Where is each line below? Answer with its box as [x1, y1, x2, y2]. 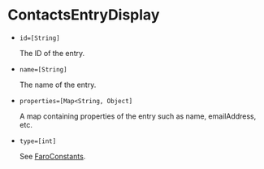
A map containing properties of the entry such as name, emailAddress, [19, 111, 257, 121]
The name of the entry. [19, 80, 97, 89]
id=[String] [19, 34, 60, 42]
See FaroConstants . [19, 151, 86, 161]
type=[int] [19, 136, 57, 145]
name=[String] [19, 65, 67, 74]
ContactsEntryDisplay [7, 6, 160, 24]
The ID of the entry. [19, 48, 85, 58]
